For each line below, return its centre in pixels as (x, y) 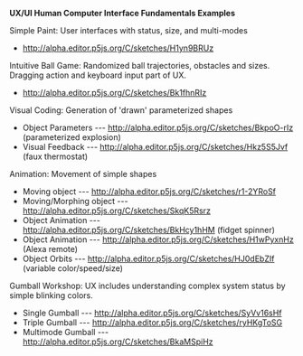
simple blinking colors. (51, 295)
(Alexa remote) (50, 249)
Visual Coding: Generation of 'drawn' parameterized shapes (121, 110)
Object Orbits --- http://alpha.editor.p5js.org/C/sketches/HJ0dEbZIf (148, 258)
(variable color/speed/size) (73, 268)
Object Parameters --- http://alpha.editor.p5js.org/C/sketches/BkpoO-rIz (158, 127)
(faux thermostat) (55, 156)
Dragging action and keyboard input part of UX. (98, 75)
